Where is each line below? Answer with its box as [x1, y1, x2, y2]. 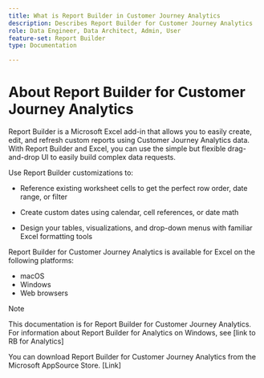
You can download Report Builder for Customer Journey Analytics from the [8, 352, 257, 362]
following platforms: [8, 256, 75, 266]
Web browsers [19, 288, 68, 298]
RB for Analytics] [8, 336, 64, 346]
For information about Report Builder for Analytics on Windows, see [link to [8, 328, 256, 338]
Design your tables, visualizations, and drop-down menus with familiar [19, 223, 253, 233]
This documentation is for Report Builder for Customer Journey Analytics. [8, 319, 251, 329]
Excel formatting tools [19, 232, 93, 242]
